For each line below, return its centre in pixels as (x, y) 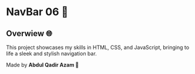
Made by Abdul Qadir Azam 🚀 (43, 65)
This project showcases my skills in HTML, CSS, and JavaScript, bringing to (98, 47)
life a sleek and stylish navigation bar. (51, 54)
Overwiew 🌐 (29, 34)
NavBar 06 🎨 (37, 12)
